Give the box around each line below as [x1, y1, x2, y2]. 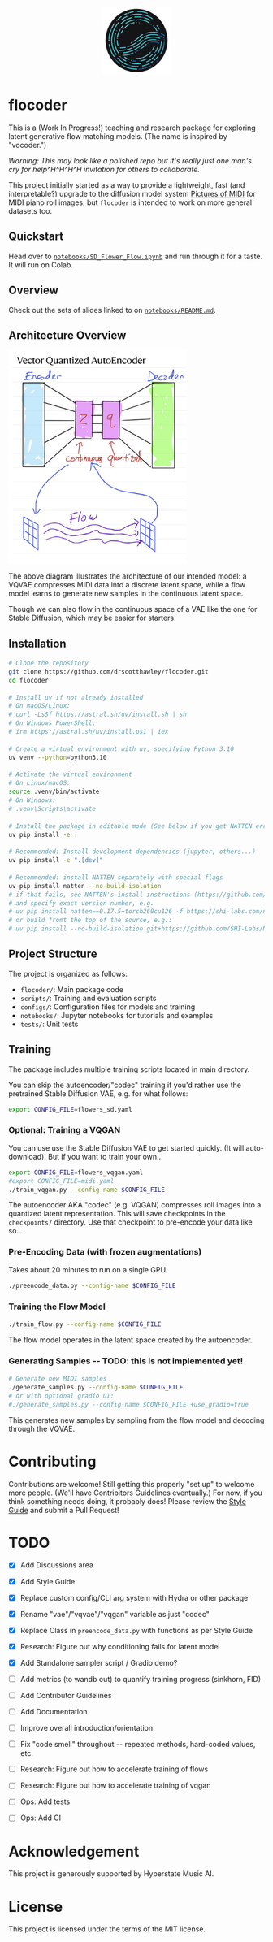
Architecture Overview [8, 328, 127, 342]
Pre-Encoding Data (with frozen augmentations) [8, 1246, 202, 1258]
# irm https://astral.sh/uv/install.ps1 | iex [8, 728, 169, 736]
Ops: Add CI [19, 1813, 62, 1823]
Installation [8, 636, 67, 650]
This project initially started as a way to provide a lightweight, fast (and [8, 180, 245, 189]
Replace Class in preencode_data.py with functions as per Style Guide [19, 1625, 253, 1635]
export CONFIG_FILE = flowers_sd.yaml [8, 1105, 132, 1113]
